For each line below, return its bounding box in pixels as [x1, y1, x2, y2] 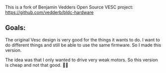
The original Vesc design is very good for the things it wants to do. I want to [5, 36, 160, 42]
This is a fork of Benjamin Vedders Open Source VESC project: [5, 4, 133, 10]
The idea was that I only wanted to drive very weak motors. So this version [5, 57, 158, 63]
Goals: [5, 24, 26, 32]
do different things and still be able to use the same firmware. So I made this [5, 42, 162, 48]
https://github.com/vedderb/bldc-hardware [5, 9, 94, 15]
